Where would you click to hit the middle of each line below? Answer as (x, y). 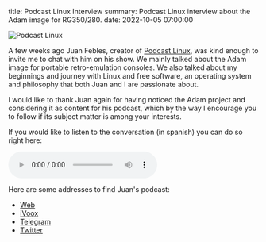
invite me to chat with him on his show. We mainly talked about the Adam (127, 59)
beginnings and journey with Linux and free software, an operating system (130, 76)
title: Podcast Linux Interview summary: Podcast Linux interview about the (129, 12)
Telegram (35, 222)
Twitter (31, 230)
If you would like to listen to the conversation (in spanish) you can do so (126, 132)
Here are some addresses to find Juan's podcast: (89, 189)
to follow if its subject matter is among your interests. (95, 117)
